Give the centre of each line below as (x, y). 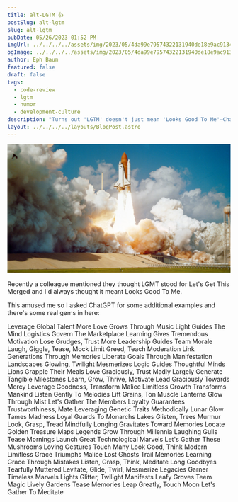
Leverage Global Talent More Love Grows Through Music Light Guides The (116, 326)
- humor (25, 105)
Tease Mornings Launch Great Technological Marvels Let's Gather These (114, 439)
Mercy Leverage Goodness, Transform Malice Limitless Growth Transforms (117, 387)
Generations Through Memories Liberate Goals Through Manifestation (110, 356)
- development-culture (47, 112)
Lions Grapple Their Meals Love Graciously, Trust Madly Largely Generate (115, 371)
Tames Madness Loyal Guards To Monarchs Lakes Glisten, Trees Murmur (114, 416)
